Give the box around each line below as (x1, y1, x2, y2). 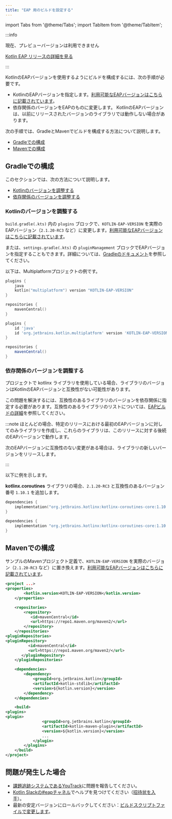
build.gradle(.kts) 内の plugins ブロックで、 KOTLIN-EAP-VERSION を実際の (5, 221, 163, 227)
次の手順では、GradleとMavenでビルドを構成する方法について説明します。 (5, 128, 163, 134)
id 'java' (14, 325, 36, 331)
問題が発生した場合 (5, 768, 66, 777)
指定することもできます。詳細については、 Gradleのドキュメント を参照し (14, 250, 167, 257)
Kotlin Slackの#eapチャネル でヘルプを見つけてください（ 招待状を (12, 789, 152, 795)
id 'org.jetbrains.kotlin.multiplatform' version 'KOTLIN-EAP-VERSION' (14, 330, 170, 336)
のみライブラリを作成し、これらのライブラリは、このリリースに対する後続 (9, 427, 167, 433)
